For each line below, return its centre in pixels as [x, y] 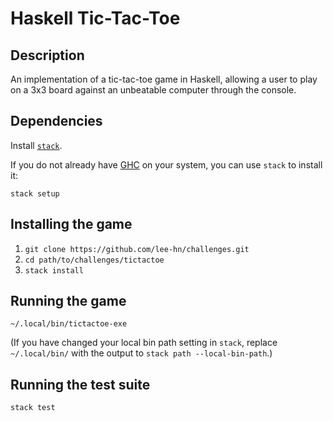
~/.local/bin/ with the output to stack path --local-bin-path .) [141, 353]
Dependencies [56, 121]
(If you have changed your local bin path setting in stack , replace [144, 343]
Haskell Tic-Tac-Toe [95, 18]
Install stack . [36, 145]
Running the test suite [80, 384]
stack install [54, 270]
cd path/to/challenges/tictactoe [94, 260]
